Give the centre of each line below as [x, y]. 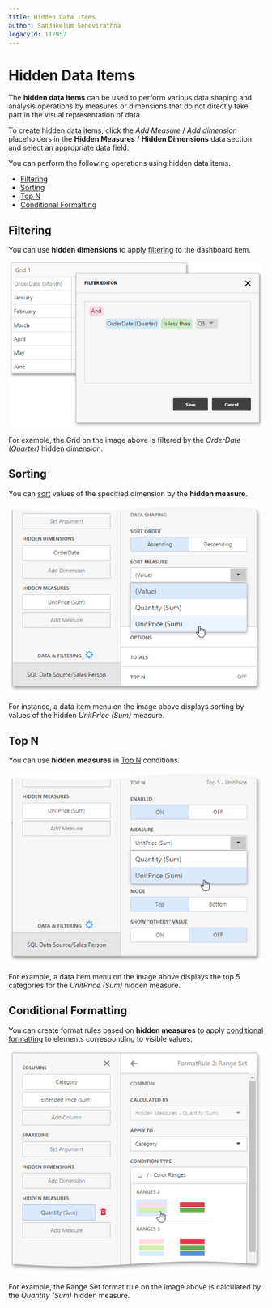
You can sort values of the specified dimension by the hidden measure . [128, 493]
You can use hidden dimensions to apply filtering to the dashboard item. [130, 250]
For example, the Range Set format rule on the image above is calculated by [135, 1287]
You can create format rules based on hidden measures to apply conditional [136, 1030]
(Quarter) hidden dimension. [56, 448]
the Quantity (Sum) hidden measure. [69, 1296]
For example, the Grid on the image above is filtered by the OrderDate [125, 440]
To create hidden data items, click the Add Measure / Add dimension [123, 130]
